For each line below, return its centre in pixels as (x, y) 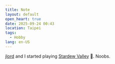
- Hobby (18, 38)
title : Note (17, 10)
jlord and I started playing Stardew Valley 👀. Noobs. (58, 56)
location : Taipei (23, 28)
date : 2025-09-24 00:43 (30, 24)
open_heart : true (23, 19)
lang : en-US (17, 42)
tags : (11, 33)
